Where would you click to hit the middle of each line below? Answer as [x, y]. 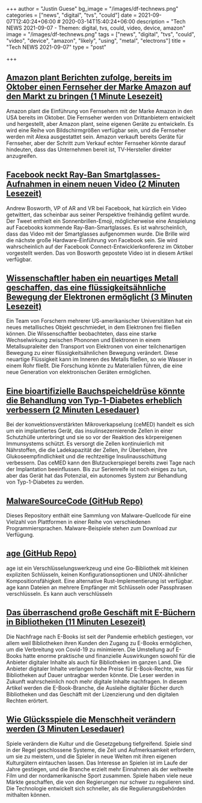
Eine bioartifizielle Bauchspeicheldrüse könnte [96, 391]
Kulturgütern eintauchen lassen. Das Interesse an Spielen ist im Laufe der [97, 763]
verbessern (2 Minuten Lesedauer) [73, 410]
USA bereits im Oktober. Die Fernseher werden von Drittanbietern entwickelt [101, 117]
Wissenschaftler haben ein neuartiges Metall [92, 279]
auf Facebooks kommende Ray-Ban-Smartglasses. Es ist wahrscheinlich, [97, 227]
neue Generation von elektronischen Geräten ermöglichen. [79, 372]
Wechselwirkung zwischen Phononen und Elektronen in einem [84, 340]
